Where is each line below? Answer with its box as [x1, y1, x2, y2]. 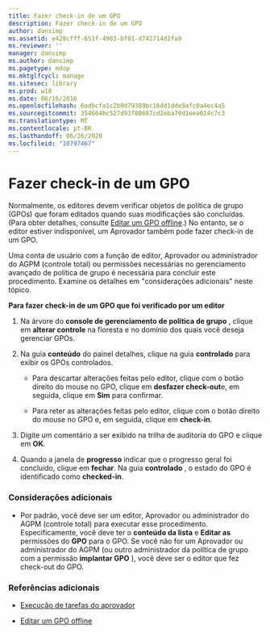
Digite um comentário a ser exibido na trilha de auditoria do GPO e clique [19, 430, 263, 440]
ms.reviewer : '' [8, 42, 63, 50]
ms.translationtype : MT [8, 117, 89, 125]
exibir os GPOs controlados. [19, 358, 114, 367]
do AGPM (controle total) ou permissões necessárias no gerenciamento [8, 259, 246, 269]
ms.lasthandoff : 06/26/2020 [8, 132, 103, 140]
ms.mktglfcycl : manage [8, 72, 85, 80]
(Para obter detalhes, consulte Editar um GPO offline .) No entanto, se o [8, 218, 244, 228]
